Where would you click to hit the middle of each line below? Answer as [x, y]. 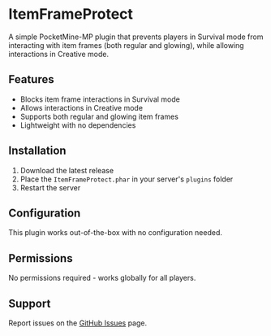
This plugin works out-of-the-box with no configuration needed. [116, 233]
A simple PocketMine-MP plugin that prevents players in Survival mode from [136, 37]
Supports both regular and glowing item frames [99, 116]
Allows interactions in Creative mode [82, 107]
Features [31, 79]
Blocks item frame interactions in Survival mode [100, 99]
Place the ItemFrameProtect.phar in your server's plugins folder [127, 179]
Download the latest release [67, 170]
